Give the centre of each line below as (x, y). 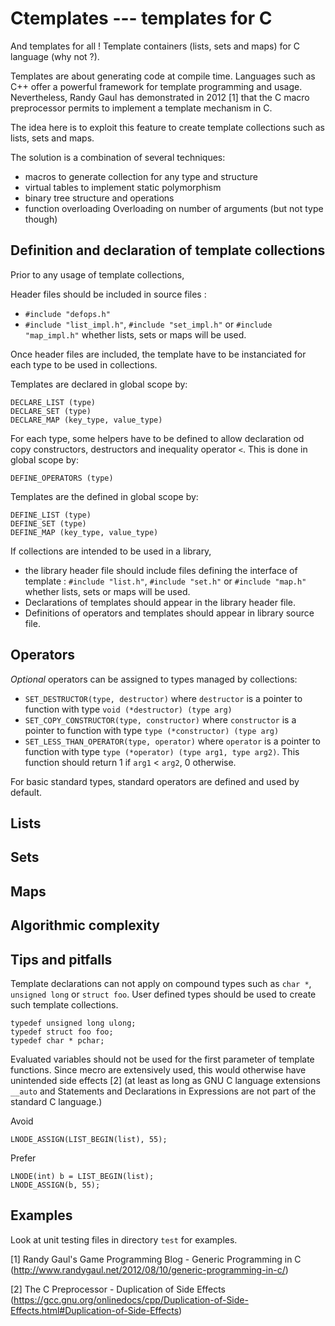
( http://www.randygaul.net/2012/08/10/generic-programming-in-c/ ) (149, 1269)
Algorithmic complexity (85, 925)
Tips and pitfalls (61, 959)
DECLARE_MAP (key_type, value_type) (86, 420)
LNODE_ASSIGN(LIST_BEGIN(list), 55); (89, 1139)
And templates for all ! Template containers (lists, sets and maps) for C (155, 46)
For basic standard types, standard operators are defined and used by (155, 781)
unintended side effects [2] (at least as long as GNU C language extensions (165, 1080)
